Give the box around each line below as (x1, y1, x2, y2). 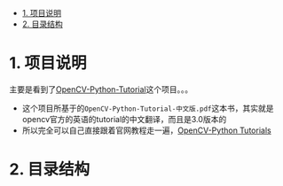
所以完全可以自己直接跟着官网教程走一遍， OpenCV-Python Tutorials (21, 125, 272, 136)
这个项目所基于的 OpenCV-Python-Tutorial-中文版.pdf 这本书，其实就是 (21, 103, 274, 113)
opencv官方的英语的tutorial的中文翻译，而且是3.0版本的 (21, 113, 227, 124)
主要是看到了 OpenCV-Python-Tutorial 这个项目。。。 (9, 83, 193, 95)
